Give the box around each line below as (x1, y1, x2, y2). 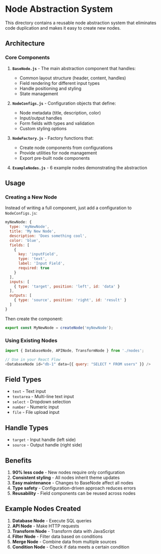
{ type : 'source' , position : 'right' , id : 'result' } (14, 297, 127, 303)
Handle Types (5, 423, 49, 432)
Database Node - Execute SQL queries (12, 517, 92, 523)
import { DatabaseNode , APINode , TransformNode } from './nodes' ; (5, 348, 144, 353)
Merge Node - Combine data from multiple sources (12, 539, 117, 545)
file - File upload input (12, 409, 60, 415)
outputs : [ (9, 293, 32, 298)
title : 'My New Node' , (9, 229, 56, 234)
